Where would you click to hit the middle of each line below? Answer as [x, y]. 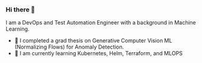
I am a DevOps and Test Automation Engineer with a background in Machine [101, 23]
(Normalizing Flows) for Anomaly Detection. [69, 47]
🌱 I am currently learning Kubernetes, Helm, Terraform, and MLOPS [99, 53]
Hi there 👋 [21, 10]
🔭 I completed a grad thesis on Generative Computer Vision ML [93, 41]
